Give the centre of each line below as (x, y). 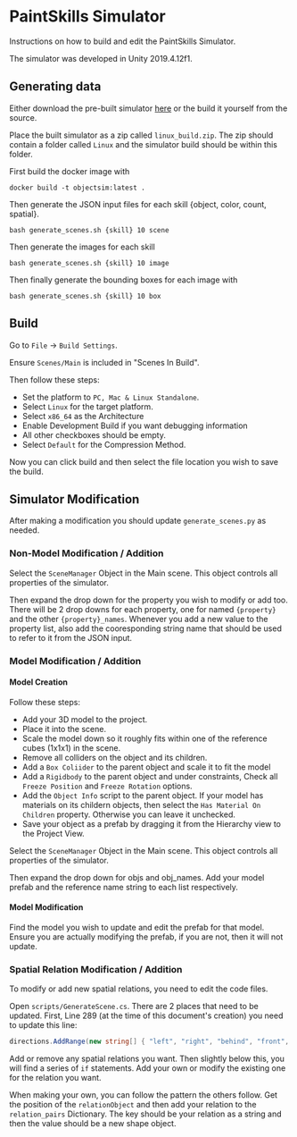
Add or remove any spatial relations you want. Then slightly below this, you (147, 1059)
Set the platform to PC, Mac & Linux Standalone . (111, 397)
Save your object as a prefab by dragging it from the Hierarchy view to (151, 823)
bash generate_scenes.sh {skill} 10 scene (89, 230)
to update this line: (43, 1025)
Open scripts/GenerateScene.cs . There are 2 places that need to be (134, 1006)
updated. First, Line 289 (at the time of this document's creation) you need (146, 1015)
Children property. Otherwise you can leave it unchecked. (129, 814)
